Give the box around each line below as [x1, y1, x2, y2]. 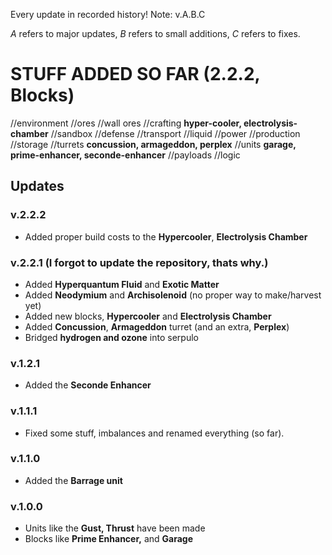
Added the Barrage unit [24, 474, 123, 486]
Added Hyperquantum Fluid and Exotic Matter [24, 278, 220, 290]
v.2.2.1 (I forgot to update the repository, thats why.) [10, 255, 269, 269]
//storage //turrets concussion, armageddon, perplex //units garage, [10, 138, 297, 150]
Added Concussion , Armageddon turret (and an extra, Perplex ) [24, 320, 290, 333]
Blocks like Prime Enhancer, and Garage [24, 533, 193, 545]
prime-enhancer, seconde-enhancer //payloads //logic [10, 149, 241, 161]
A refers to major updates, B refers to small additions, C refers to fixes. [10, 28, 301, 39]
